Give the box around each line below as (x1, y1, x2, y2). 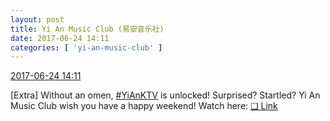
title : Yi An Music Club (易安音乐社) (10, 24, 165, 34)
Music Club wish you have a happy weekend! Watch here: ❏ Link (10, 100, 278, 112)
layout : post (10, 14, 65, 25)
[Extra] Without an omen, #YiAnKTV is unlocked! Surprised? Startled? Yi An (10, 89, 321, 101)
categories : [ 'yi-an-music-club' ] (10, 42, 163, 53)
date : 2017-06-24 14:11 (10, 33, 110, 43)
